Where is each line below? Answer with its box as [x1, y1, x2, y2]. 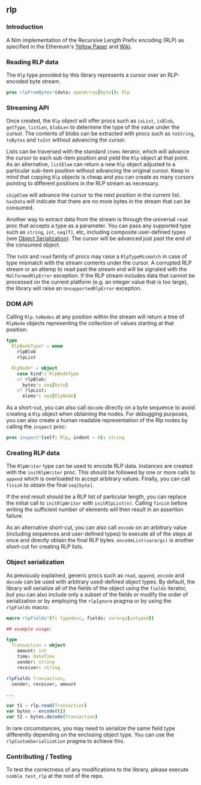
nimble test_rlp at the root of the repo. [6, 772, 104, 780]
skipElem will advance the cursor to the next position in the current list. [6, 191, 181, 198]
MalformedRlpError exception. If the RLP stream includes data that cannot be [6, 272, 195, 279]
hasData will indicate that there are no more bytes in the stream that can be [6, 198, 191, 205]
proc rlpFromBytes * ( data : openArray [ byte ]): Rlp [6, 89, 130, 95]
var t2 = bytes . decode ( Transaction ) [6, 714, 98, 720]
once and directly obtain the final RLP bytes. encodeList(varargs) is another [6, 537, 194, 544]
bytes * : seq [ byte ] [22, 382, 68, 388]
